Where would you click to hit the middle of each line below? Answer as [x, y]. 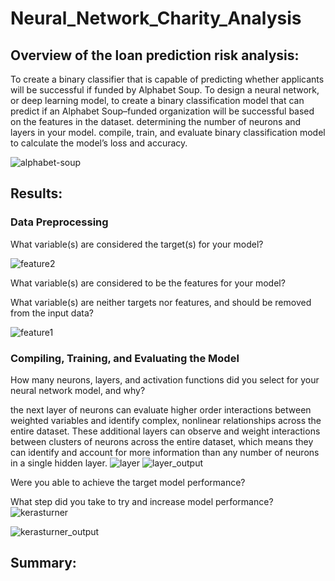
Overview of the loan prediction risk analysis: [155, 55]
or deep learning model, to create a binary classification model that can [157, 100]
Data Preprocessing [59, 222]
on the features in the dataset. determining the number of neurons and [156, 121]
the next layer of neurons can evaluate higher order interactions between [161, 409]
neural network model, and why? [78, 390]
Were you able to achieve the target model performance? [128, 482]
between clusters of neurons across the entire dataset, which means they [162, 441]
